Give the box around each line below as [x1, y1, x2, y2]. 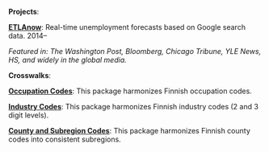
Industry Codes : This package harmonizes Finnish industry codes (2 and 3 [8, 102, 258, 111]
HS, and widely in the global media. [8, 55, 127, 64]
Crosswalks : [8, 71, 51, 80]
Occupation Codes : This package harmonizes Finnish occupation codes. [8, 86, 252, 96]
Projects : [8, 7, 40, 16]
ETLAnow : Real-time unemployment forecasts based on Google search [8, 23, 246, 31]
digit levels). [8, 110, 49, 120]
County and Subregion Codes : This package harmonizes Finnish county [8, 126, 250, 135]
